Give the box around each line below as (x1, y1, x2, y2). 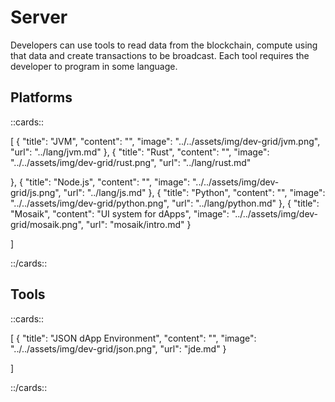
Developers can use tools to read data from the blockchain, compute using (10, 39, 318, 51)
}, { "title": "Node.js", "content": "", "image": (10, 176, 191, 188)
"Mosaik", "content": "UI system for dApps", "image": (10, 207, 230, 220)
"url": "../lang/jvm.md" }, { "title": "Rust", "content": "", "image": (10, 146, 270, 158)
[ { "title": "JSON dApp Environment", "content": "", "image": (10, 332, 257, 344)
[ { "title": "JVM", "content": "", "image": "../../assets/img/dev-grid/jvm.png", (10, 135, 321, 147)
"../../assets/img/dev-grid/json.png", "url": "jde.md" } (10, 342, 227, 355)
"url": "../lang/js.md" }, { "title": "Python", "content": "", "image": (63, 186, 326, 198)
